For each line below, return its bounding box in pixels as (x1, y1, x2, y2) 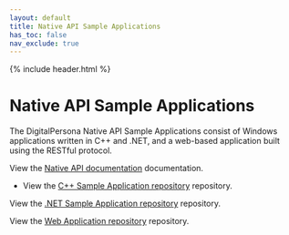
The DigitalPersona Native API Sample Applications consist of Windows (9, 126, 278, 137)
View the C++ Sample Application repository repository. (22, 180, 232, 191)
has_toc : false (9, 30, 67, 39)
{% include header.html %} (9, 64, 111, 75)
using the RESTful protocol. (9, 145, 112, 156)
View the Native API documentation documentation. (9, 163, 203, 174)
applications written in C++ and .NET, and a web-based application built (9, 136, 281, 147)
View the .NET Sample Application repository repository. (9, 198, 222, 209)
